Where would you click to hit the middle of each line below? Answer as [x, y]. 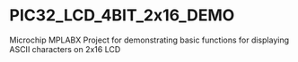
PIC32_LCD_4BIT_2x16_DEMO [122, 15]
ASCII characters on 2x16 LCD [65, 49]
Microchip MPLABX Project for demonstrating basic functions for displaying [149, 40]
